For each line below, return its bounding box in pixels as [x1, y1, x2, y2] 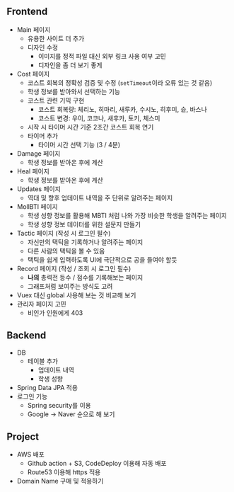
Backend [6, 329, 47, 342]
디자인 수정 [27, 42, 58, 52]
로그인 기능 [16, 392, 48, 401]
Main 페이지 [16, 25, 51, 34]
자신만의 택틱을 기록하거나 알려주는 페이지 [27, 237, 144, 246]
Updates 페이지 [16, 184, 61, 193]
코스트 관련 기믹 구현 [27, 96, 85, 105]
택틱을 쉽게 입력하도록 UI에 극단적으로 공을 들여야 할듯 [27, 255, 177, 264]
